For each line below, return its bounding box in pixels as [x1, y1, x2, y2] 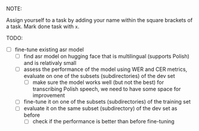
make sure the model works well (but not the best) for [32, 79, 165, 86]
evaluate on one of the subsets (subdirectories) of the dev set [23, 73, 175, 80]
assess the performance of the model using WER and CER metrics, [23, 65, 188, 73]
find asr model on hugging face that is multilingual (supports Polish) [23, 53, 190, 60]
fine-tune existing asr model [14, 46, 84, 53]
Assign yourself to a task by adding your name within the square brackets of [6, 17, 193, 23]
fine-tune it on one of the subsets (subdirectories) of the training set [23, 98, 191, 105]
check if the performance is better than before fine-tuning [32, 118, 175, 125]
